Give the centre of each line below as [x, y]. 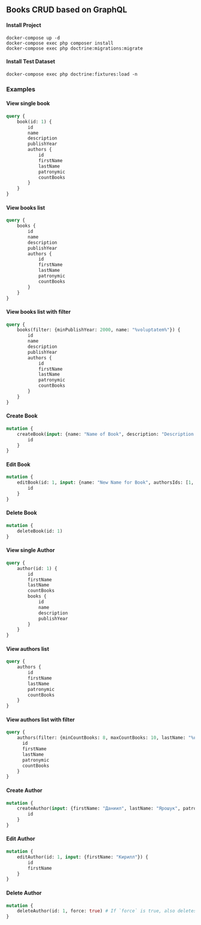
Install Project [24, 25]
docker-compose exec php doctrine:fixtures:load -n [72, 74]
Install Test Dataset [31, 62]
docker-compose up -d [33, 38]
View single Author [31, 550]
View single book [28, 104]
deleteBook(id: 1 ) [40, 531]
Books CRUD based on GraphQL [67, 10]
